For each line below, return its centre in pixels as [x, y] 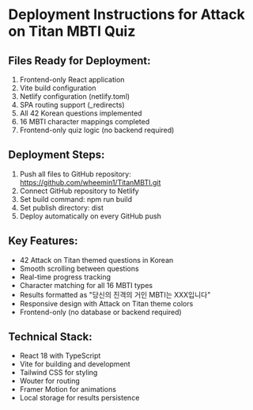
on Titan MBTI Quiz [72, 31]
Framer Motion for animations [68, 389]
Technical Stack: [50, 337]
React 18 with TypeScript [60, 356]
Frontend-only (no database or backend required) [100, 312]
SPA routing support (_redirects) [72, 105]
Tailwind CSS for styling [59, 373]
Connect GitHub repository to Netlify [79, 191]
